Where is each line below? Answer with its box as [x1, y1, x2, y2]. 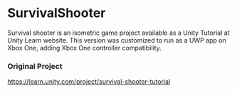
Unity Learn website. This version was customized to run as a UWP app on [7, 35, 226, 44]
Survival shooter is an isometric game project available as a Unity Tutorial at [7, 28, 230, 37]
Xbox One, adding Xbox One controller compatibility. [7, 43, 162, 52]
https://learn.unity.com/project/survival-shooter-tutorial [7, 77, 171, 86]
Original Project [7, 61, 63, 71]
